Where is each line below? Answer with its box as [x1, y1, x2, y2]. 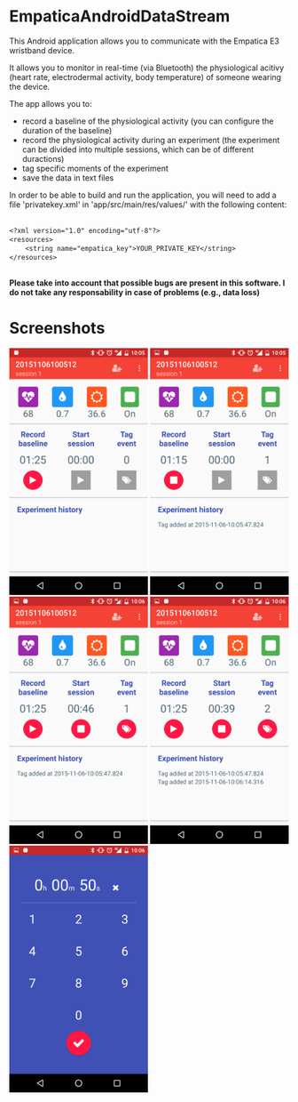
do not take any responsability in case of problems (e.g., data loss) [9, 286, 260, 297]
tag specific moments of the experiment [21, 163, 169, 173]
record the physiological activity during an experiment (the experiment [21, 134, 280, 145]
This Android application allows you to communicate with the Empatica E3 [9, 36, 279, 46]
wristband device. [9, 44, 75, 55]
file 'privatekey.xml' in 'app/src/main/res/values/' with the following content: [9, 198, 287, 210]
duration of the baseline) [21, 125, 113, 135]
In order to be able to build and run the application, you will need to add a [9, 189, 277, 200]
